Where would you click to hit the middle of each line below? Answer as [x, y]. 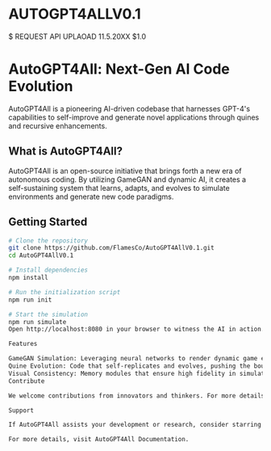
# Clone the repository [48, 240]
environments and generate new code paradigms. [91, 196]
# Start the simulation [48, 314]
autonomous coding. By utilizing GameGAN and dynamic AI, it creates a [127, 179]
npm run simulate [38, 322]
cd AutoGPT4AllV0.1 [41, 255]
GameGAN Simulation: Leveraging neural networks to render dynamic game [133, 359]
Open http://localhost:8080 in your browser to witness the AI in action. [137, 329]
